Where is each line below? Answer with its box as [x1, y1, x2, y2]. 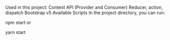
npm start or [5, 20, 32, 25]
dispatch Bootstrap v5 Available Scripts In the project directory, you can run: [5, 10, 165, 16]
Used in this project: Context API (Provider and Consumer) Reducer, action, [5, 5, 163, 10]
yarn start [5, 29, 26, 35]
